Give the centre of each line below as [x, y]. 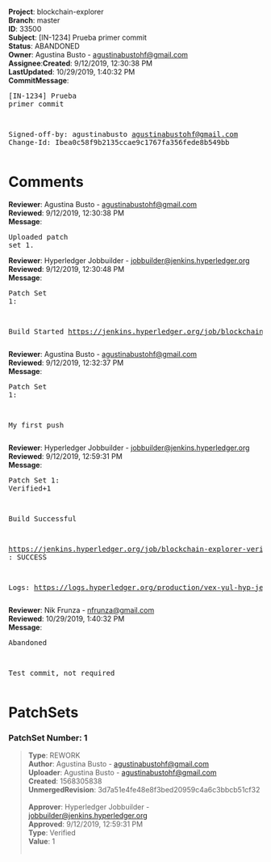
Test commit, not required [62, 673]
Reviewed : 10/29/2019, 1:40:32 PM [67, 618]
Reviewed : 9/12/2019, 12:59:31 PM [65, 456]
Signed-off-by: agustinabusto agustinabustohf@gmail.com [123, 134]
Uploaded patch [38, 237]
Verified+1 [30, 488]
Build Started [36, 331]
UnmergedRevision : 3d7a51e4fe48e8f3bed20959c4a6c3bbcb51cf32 [144, 790]
